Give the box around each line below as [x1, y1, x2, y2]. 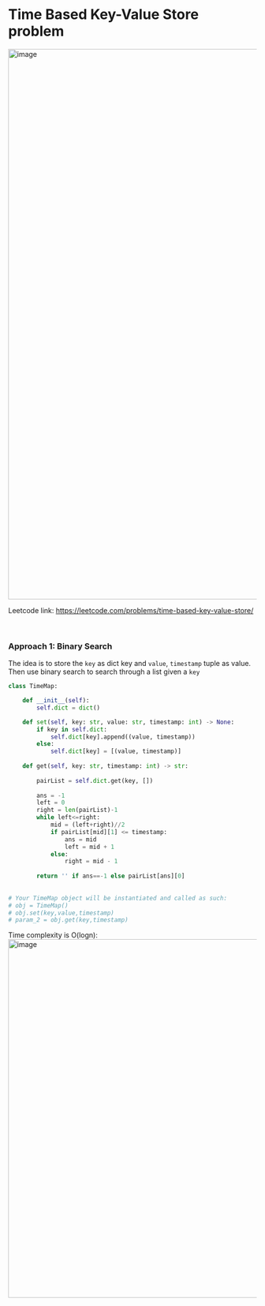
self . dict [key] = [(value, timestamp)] [50, 747, 181, 755]
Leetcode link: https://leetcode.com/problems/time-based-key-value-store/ [8, 605, 254, 615]
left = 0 [36, 799, 65, 806]
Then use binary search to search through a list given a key [8, 667, 200, 676]
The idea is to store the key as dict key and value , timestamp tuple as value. [8, 659, 251, 668]
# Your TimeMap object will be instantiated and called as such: [8, 894, 227, 902]
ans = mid [64, 835, 97, 844]
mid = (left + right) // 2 [50, 821, 125, 829]
